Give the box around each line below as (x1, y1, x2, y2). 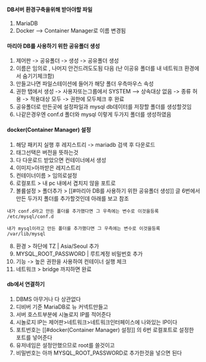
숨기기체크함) (22, 73, 55, 80)
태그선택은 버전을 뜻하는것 (15, 148, 79, 156)
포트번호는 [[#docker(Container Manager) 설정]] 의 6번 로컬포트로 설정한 (15, 326, 194, 333)
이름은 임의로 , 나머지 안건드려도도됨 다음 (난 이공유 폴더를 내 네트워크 (15, 65, 183, 72)
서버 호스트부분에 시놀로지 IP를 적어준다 (15, 310, 112, 318)
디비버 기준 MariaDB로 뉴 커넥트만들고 (15, 303, 109, 310)
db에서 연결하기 (7, 280, 45, 288)
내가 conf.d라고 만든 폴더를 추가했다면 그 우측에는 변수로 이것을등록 (7, 208, 159, 214)
